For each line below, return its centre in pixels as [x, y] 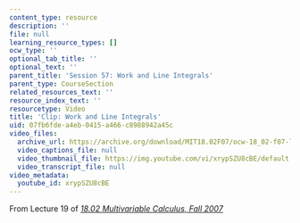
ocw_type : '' [33, 51]
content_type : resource [54, 17]
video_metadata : [39, 175]
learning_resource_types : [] [63, 42]
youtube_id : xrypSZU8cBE [63, 184]
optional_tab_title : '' [54, 59]
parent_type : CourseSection [62, 84]
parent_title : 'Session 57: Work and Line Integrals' [112, 76]
